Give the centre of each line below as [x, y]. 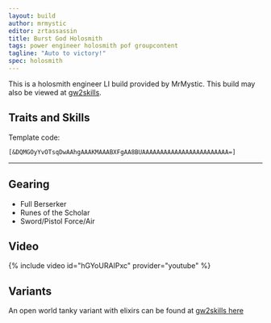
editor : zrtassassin [43, 31]
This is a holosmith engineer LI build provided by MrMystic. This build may [132, 84]
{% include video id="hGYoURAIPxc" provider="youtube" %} [110, 266]
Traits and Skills [49, 118]
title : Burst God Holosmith [56, 38]
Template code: [34, 137]
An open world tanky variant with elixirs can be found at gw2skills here [126, 311]
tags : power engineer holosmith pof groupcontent [94, 46]
